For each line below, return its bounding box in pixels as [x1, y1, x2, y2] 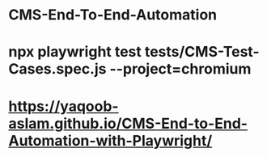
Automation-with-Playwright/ [8, 131, 213, 150]
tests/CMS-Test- [144, 43, 261, 62]
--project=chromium [109, 60, 252, 78]
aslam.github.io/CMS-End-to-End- [8, 114, 248, 133]
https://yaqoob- [8, 97, 119, 115]
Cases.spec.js [8, 60, 107, 78]
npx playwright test [8, 43, 142, 62]
